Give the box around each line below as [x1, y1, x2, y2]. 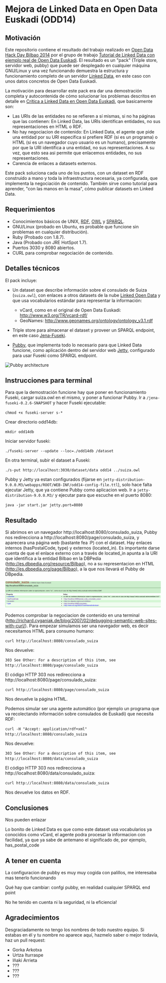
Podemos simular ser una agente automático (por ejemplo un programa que [5, 706, 160, 712]
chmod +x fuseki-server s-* [5, 410, 63, 416]
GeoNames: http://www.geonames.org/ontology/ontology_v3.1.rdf [19, 317, 153, 323]
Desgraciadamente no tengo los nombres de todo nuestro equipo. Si [5, 927, 145, 933]
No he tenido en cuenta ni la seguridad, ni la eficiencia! [5, 899, 117, 905]
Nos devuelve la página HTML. [5, 696, 68, 702]
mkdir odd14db [5, 429, 35, 434]
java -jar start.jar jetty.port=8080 [5, 503, 83, 508]
